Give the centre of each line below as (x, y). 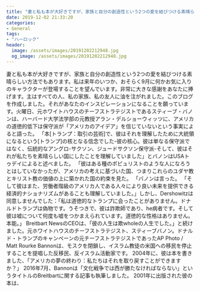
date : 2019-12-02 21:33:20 (40, 17)
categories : (21, 23)
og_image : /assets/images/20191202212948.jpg (69, 56)
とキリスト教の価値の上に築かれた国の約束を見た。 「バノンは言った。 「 (96, 178)
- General (19, 28)
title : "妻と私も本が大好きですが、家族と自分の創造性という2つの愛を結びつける (94, 12)
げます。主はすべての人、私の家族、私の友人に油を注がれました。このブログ (100, 96)
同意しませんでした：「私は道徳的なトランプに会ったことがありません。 (93, 201)
